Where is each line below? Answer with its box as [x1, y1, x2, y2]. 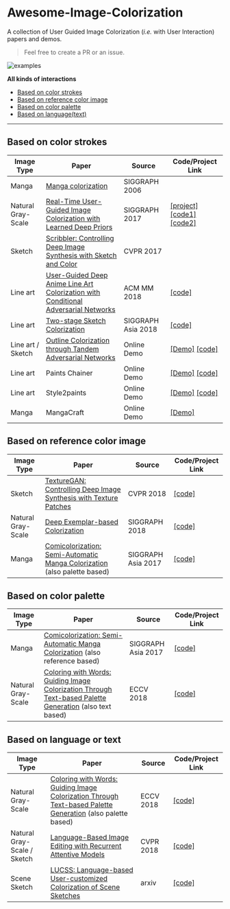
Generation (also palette [50, 809, 128, 818]
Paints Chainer [45, 368, 93, 378]
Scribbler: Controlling [45, 233, 114, 243]
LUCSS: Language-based [50, 865, 133, 875]
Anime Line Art [45, 279, 94, 288]
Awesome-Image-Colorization [7, 5, 183, 21]
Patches [44, 501, 72, 511]
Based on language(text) [16, 110, 87, 118]
